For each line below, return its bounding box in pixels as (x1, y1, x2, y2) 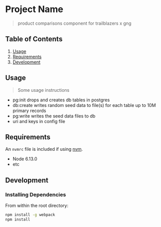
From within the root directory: (5, 203, 69, 209)
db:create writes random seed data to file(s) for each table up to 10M (12, 102, 156, 108)
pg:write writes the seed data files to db (12, 112, 96, 119)
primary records (12, 107, 46, 113)
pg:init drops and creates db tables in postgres (12, 97, 110, 103)
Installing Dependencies (5, 191, 67, 198)
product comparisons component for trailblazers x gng (17, 20, 132, 26)
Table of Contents (5, 35, 63, 43)
